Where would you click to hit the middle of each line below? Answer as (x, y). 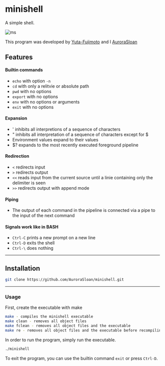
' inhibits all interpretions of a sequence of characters (66, 129)
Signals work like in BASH (32, 227)
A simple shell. (20, 23)
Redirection (17, 156)
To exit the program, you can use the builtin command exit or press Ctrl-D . (82, 358)
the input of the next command (43, 216)
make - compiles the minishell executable (49, 317)
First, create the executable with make (44, 308)
